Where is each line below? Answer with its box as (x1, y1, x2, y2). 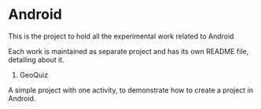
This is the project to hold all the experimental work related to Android (8, 31, 234, 41)
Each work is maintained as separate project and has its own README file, (8, 46, 249, 56)
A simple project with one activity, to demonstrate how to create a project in (8, 85, 254, 95)
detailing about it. (8, 55, 64, 64)
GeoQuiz (19, 70, 49, 79)
